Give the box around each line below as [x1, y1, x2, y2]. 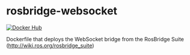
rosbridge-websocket [6, 4, 118, 18]
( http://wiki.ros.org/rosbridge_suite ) [6, 42, 94, 49]
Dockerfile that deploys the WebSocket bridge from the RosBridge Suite [6, 35, 185, 42]
